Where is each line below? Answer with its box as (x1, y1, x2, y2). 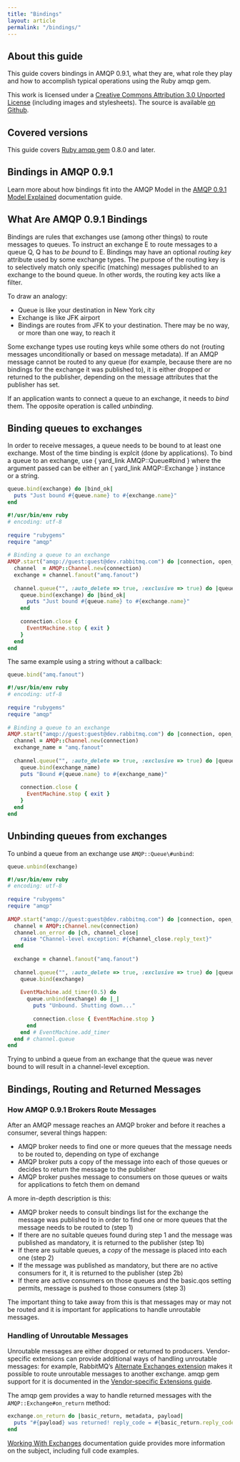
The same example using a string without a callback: (7, 657, 162, 666)
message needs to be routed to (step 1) (17, 1223, 134, 1231)
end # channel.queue (14, 1035, 75, 1043)
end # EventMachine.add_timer (20, 1028, 111, 1036)
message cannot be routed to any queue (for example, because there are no (7, 357, 232, 366)
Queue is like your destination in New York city (17, 305, 156, 314)
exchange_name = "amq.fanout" (14, 744, 104, 751)
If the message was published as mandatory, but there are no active (17, 1260, 218, 1269)
